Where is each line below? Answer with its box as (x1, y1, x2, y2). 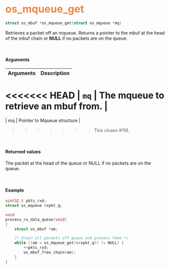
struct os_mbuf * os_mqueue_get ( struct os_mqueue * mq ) (5, 20, 122, 25)
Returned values (5, 149, 41, 155)
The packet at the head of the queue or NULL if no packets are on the (5, 160, 152, 166)
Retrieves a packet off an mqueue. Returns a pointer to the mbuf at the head (5, 30, 165, 36)
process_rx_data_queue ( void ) (5, 217, 67, 222)
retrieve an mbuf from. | (5, 100, 108, 112)
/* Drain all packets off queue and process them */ (14, 235, 129, 241)
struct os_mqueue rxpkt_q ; (5, 203, 63, 208)
